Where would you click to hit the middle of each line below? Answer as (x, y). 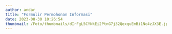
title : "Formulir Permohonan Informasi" (49, 14)
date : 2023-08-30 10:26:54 (34, 19)
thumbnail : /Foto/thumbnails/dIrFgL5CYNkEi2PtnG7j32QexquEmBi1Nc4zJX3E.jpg (88, 24)
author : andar (20, 10)
